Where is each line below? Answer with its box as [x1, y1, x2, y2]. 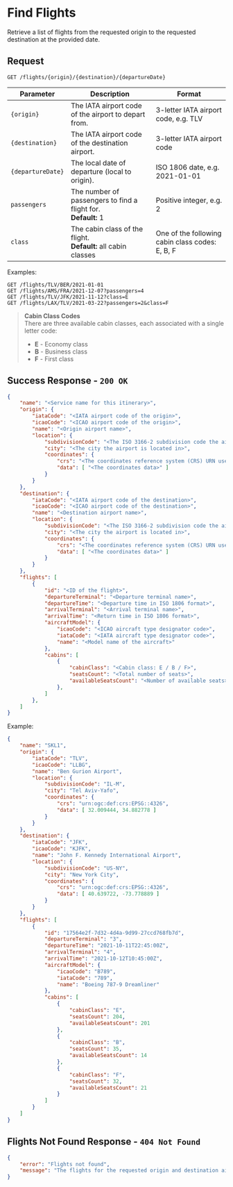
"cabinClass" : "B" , [69, 1039, 126, 1046]
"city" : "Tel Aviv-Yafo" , [44, 787, 119, 795]
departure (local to [70, 167, 132, 176]
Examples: [7, 267, 37, 276]
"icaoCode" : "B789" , [56, 968, 116, 975]
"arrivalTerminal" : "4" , [44, 949, 116, 956]
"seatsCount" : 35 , [69, 1045, 123, 1053]
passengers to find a [70, 195, 138, 205]
